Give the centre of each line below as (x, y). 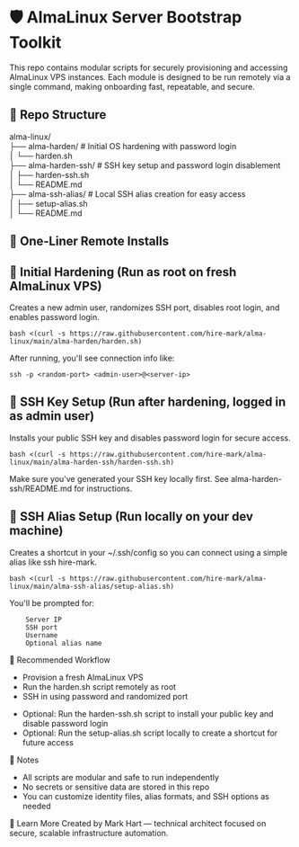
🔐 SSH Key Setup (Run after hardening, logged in (148, 402)
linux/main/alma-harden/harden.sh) (76, 341)
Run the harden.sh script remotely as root (99, 687)
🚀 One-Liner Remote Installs (89, 241)
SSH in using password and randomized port (105, 696)
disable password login (65, 723)
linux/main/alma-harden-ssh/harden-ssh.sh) (92, 462)
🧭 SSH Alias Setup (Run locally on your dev (132, 517)
